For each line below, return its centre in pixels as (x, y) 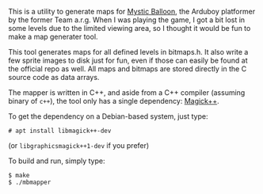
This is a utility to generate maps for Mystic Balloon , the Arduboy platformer (132, 11)
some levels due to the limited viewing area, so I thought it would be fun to (130, 28)
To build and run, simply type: (57, 161)
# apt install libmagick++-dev (60, 131)
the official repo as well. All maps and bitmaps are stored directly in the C (128, 69)
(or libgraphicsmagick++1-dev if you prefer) (79, 145)
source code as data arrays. (54, 77)
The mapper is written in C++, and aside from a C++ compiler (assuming (127, 93)
